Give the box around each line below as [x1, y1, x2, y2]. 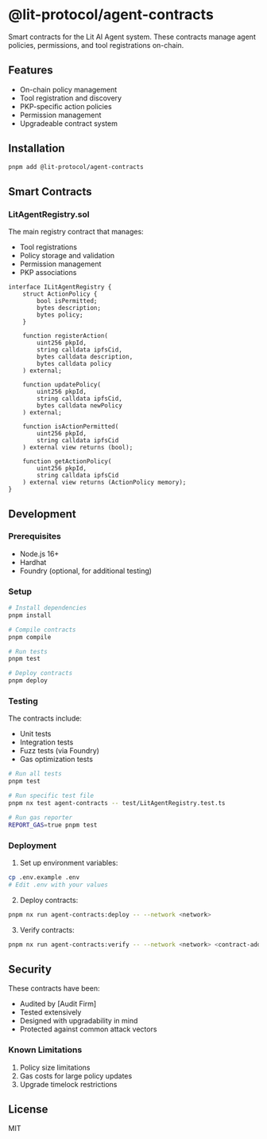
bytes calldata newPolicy [37, 402, 123, 410]
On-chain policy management [19, 84, 118, 94]
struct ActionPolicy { [22, 290, 98, 298]
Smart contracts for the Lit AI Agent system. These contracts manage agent [8, 32, 256, 41]
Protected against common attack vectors [19, 1024, 157, 1034]
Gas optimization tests [19, 755, 94, 764]
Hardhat [19, 557, 47, 567]
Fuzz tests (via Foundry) [19, 746, 99, 756]
